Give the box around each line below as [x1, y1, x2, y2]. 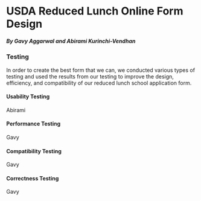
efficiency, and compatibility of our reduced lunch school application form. [6, 79, 192, 86]
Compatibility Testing [6, 147, 62, 155]
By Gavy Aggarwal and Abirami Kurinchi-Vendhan [6, 37, 136, 45]
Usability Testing [6, 93, 50, 100]
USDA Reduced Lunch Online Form [6, 4, 183, 18]
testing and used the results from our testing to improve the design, [6, 72, 174, 80]
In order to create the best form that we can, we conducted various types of [6, 66, 195, 74]
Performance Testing [6, 120, 61, 127]
